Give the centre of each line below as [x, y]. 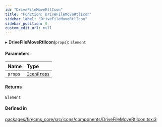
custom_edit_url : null [28, 28]
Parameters [17, 53]
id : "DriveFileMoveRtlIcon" [34, 10]
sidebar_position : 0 [27, 23]
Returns [14, 86]
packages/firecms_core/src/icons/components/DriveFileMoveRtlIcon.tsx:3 [81, 119]
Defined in [16, 108]
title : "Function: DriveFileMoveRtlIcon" [49, 14]
